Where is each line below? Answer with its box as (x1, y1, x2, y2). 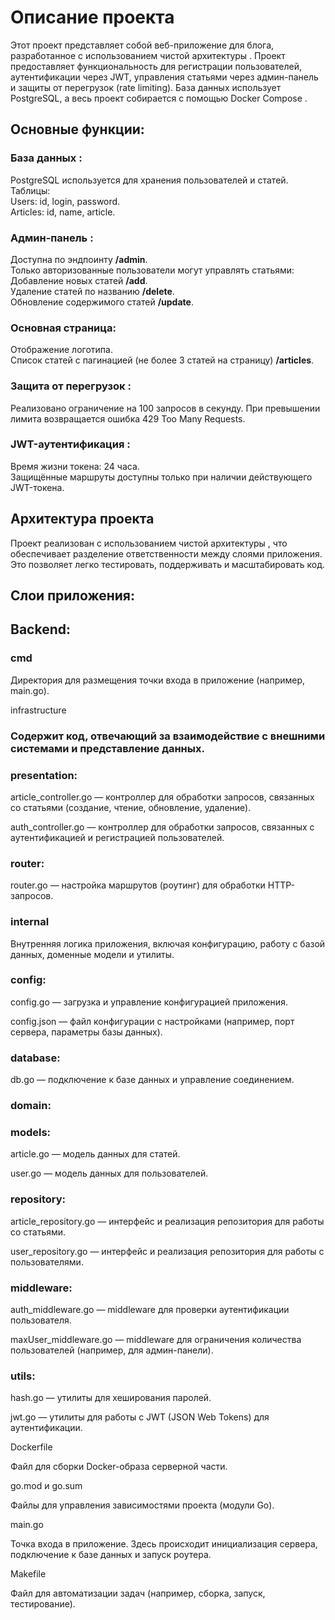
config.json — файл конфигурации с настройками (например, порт (10, 1015, 295, 1027)
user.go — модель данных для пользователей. (10, 1167, 209, 1180)
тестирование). (10, 1598, 76, 1610)
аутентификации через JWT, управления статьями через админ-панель (10, 71, 319, 83)
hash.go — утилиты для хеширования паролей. (10, 1392, 212, 1404)
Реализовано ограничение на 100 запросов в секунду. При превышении (10, 402, 321, 414)
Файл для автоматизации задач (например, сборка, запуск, (10, 1587, 266, 1600)
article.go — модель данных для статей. (10, 1148, 181, 1160)
